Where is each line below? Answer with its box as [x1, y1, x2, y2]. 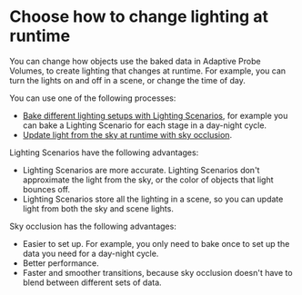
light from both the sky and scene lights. [22, 202, 175, 214]
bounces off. [22, 183, 71, 194]
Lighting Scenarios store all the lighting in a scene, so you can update [22, 193, 284, 204]
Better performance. [22, 257, 99, 269]
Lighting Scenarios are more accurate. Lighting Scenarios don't [22, 164, 260, 175]
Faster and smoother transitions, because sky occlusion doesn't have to [22, 267, 293, 278]
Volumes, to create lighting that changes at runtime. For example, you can [9, 65, 287, 76]
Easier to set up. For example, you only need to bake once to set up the [22, 238, 290, 249]
